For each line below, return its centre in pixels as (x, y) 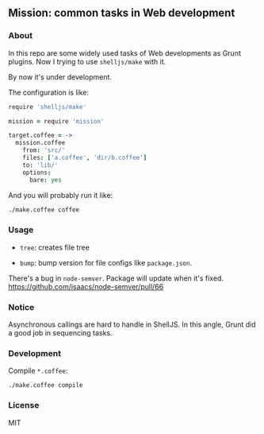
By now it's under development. (60, 77)
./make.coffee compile (46, 386)
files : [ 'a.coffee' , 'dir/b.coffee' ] (85, 158)
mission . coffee (40, 143)
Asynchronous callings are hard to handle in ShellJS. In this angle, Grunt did (132, 324)
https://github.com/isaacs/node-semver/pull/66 (86, 286)
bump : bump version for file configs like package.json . (106, 262)
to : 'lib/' (40, 165)
